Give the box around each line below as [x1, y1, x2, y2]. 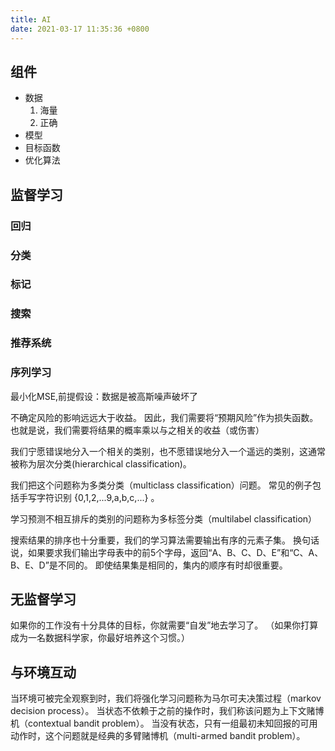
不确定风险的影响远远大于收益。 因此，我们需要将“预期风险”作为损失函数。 [10, 411, 319, 423]
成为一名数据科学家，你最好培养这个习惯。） [10, 632, 190, 644]
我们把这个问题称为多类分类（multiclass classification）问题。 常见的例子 [10, 479, 313, 491]
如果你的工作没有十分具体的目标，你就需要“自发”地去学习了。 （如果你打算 [10, 619, 319, 631]
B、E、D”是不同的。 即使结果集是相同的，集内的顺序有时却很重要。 [10, 559, 288, 571]
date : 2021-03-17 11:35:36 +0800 [10, 24, 150, 34]
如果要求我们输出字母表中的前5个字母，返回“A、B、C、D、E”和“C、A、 [27, 546, 324, 558]
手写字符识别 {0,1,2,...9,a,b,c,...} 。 [18, 491, 160, 503]
